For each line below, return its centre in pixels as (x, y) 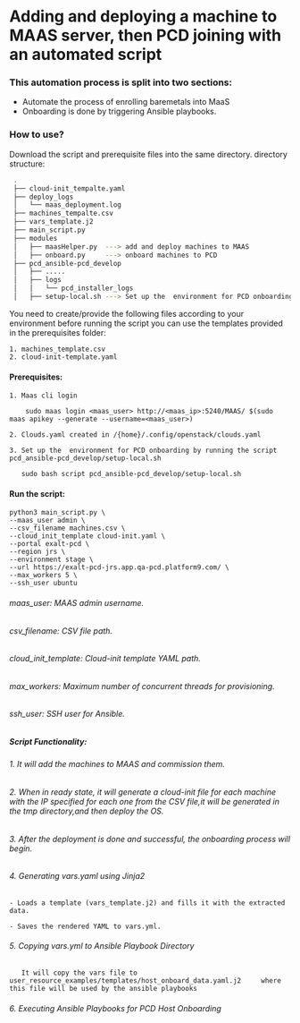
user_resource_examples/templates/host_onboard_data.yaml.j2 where (145, 980)
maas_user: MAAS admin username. (77, 602)
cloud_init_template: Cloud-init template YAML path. (105, 659)
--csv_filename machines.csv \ (67, 529)
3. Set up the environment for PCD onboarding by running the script (143, 451)
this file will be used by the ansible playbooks (104, 988)
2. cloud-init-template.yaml (63, 357)
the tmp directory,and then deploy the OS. (87, 811)
